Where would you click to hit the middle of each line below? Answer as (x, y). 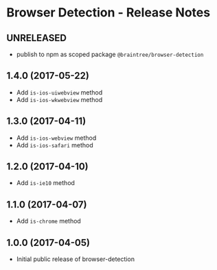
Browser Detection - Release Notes (108, 13)
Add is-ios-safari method (55, 145)
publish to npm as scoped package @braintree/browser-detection (110, 54)
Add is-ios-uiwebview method (59, 92)
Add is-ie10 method (45, 183)
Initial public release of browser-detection (76, 259)
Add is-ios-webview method (56, 138)
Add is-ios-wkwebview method (59, 99)
